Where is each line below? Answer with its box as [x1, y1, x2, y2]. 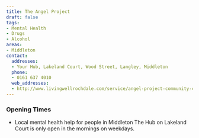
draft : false [6, 14, 38, 20]
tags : [6, 20, 20, 25]
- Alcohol [6, 36, 31, 42]
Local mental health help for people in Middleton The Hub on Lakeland [14, 119, 187, 126]
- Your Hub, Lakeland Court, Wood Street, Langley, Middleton [11, 63, 168, 70]
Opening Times [6, 105, 52, 113]
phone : [11, 69, 28, 75]
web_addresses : [11, 81, 49, 86]
